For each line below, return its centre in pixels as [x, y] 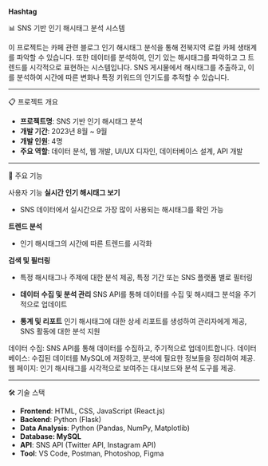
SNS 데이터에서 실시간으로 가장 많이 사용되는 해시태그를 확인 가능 [122, 209]
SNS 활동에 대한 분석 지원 [60, 331]
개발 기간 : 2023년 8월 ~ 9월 [63, 131]
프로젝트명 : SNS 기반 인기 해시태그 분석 [81, 121]
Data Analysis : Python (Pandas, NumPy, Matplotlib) [104, 428]
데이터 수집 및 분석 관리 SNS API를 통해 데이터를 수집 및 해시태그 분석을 [130, 294]
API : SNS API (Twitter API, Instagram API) [88, 445]
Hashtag [23, 12]
